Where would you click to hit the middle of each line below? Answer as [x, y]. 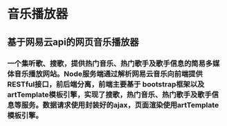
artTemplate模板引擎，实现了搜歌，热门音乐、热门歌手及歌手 [110, 94]
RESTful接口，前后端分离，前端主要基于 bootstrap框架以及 [106, 84]
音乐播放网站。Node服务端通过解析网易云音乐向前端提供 [108, 73]
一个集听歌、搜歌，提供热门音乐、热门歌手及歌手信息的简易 [107, 63]
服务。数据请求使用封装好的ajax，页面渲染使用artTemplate [120, 105]
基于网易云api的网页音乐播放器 [73, 42]
